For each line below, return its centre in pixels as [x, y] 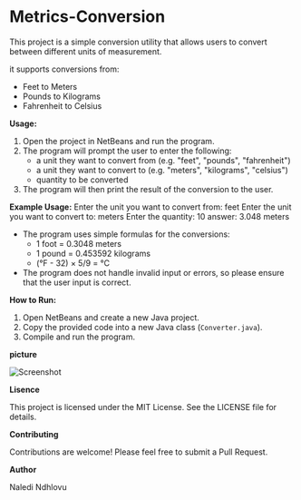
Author [23, 469]
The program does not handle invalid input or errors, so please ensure [153, 272]
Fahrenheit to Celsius [62, 105]
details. [23, 417]
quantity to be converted [82, 180]
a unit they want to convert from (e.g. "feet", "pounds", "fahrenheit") [164, 160]
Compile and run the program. [79, 337]
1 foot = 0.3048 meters [79, 243]
